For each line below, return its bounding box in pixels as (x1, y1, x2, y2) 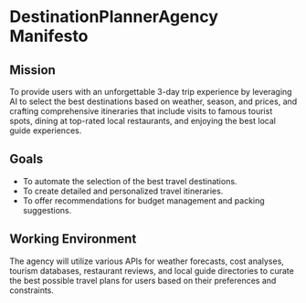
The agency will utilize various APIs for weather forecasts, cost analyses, (9, 256, 285, 266)
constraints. (9, 285, 55, 296)
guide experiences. (9, 125, 82, 136)
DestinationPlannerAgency (9, 6, 219, 27)
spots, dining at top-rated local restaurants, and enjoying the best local (9, 116, 277, 126)
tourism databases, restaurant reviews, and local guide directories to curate (9, 265, 294, 276)
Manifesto (9, 26, 89, 47)
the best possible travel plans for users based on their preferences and (9, 275, 277, 286)
